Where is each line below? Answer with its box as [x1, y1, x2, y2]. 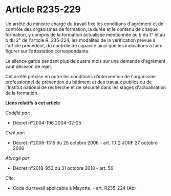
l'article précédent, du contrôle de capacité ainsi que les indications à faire [5, 42, 163, 48]
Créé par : [5, 130, 26, 136]
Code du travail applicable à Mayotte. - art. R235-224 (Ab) [12, 185, 136, 191]
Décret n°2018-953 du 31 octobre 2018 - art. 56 [12, 165, 114, 171]
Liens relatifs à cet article [5, 99, 60, 106]
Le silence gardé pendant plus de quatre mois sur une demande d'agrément [5, 58, 166, 64]
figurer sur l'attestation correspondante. [5, 48, 90, 54]
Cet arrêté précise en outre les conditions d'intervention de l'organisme [5, 73, 156, 79]
